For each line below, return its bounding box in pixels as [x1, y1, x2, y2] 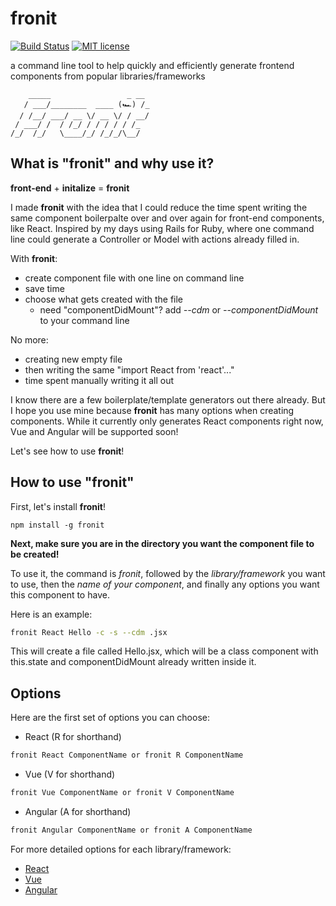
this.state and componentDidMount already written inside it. [10, 656, 257, 668]
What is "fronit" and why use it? [10, 155, 215, 172]
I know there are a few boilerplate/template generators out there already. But [10, 393, 326, 406]
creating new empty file [24, 353, 123, 365]
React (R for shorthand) [24, 731, 122, 743]
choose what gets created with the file [24, 293, 184, 305]
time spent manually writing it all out [24, 374, 174, 386]
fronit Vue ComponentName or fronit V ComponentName [10, 788, 235, 798]
